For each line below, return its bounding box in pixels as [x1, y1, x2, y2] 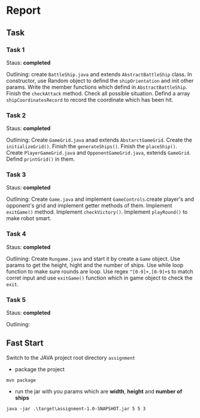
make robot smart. [6, 215, 52, 222]
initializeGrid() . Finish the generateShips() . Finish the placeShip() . [6, 143, 178, 150]
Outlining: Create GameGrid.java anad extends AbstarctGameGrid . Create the [6, 136, 193, 144]
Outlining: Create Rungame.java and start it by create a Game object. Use [6, 255, 181, 262]
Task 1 [6, 46, 25, 54]
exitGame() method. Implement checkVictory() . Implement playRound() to [6, 208, 188, 216]
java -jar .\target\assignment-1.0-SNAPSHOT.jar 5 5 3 [6, 405, 146, 411]
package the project [14, 365, 65, 372]
